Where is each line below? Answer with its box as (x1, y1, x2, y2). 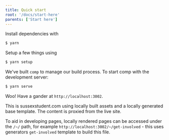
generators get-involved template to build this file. (5, 129, 110, 135)
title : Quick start (5, 7, 47, 13)
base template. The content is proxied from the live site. (5, 109, 121, 114)
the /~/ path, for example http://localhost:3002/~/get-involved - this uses (5, 124, 164, 129)
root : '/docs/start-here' (5, 12, 60, 17)
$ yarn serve (5, 84, 33, 89)
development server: (5, 74, 49, 80)
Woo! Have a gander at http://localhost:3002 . (5, 93, 103, 99)
